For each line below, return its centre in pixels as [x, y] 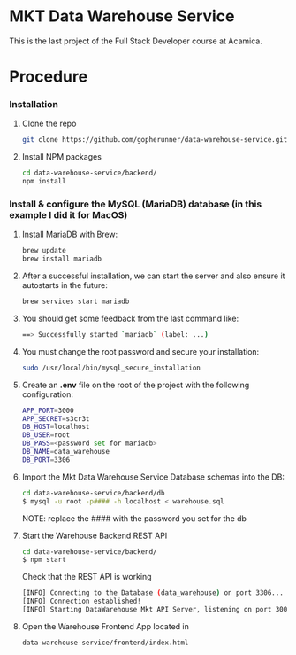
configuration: [47, 394]
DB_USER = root [46, 435]
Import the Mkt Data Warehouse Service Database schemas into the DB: [153, 477]
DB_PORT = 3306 [46, 460]
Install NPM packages [61, 157]
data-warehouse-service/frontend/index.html [105, 643]
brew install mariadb [61, 259]
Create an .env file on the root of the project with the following [136, 385]
